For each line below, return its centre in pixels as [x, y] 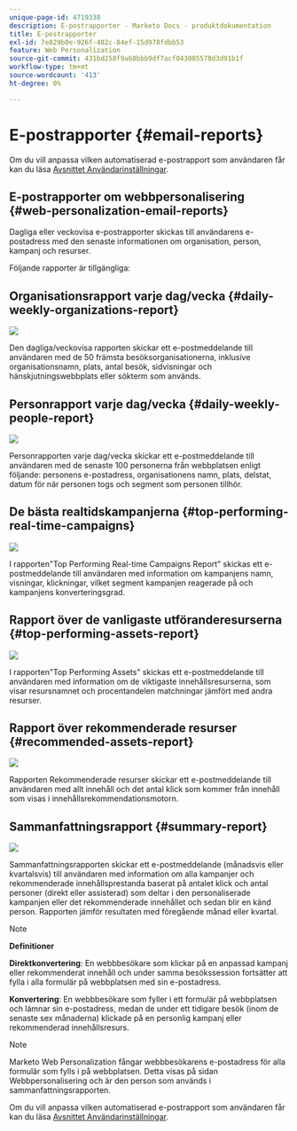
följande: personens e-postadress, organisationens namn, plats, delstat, [141, 475]
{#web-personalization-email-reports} [119, 211]
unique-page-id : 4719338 [55, 17]
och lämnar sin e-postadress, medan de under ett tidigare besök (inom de [144, 1009]
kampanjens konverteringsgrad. [67, 592]
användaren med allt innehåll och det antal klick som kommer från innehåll [145, 789]
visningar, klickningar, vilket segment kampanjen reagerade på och [131, 583]
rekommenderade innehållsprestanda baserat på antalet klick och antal [139, 884]
